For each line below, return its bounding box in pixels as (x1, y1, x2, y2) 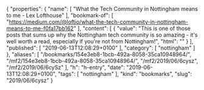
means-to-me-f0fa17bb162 (6, 24, 75, 32)
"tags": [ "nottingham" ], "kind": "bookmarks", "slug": (57, 70, 192, 77)
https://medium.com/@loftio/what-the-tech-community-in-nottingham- (9, 18, 188, 25)
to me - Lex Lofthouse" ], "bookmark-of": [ (6, 12, 114, 19)
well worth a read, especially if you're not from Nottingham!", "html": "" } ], (6, 38, 194, 45)
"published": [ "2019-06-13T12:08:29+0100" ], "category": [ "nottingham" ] (6, 44, 195, 51)
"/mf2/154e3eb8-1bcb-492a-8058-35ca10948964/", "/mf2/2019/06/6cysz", (6, 58, 199, 64)
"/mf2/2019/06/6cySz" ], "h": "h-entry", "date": (6, 64, 125, 71)
